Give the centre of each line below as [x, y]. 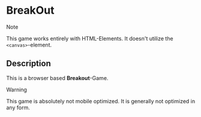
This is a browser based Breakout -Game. [57, 78]
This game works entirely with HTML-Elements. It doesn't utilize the [90, 38]
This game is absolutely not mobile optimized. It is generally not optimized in [101, 101]
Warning [16, 90]
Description [28, 64]
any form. [18, 107]
